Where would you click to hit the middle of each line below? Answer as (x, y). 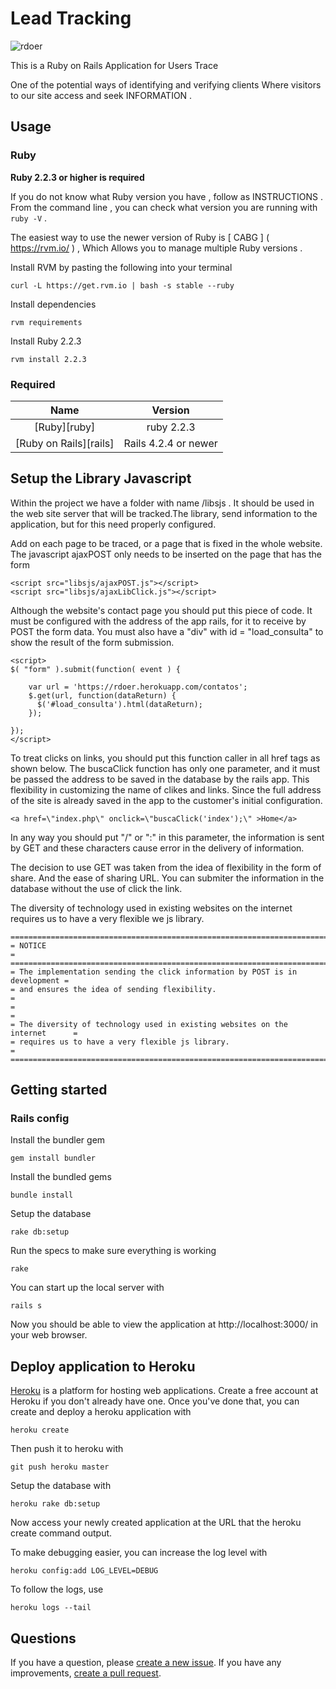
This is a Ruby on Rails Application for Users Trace (114, 65)
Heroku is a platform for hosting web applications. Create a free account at (164, 1391)
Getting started (59, 1090)
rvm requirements (46, 322)
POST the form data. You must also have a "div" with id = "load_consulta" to (167, 631)
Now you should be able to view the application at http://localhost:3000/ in (164, 1324)
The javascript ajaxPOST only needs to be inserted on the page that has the (166, 554)
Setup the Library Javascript (101, 478)
